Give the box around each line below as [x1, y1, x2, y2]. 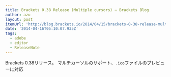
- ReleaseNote [10, 45, 40, 50]
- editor [10, 41, 28, 46]
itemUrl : [5, 21, 24, 27]
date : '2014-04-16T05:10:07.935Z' [5, 26, 79, 31]
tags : [5, 31, 17, 36]
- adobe [10, 36, 26, 41]
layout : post [5, 17, 33, 22]
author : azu [5, 12, 31, 17]
